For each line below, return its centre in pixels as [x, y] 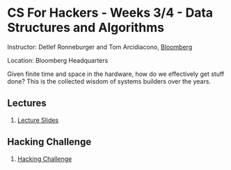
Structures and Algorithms [86, 28]
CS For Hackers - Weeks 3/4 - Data [110, 13]
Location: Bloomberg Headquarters [58, 60]
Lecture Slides [38, 120]
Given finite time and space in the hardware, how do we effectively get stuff [116, 74]
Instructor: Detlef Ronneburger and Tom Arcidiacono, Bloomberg [100, 47]
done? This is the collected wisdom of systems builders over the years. [109, 81]
